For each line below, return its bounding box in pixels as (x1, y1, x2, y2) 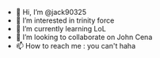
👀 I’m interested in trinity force (15, 16, 115, 25)
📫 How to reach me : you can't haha (15, 42, 136, 50)
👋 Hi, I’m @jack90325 (15, 8, 87, 16)
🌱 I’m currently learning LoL (15, 24, 107, 33)
